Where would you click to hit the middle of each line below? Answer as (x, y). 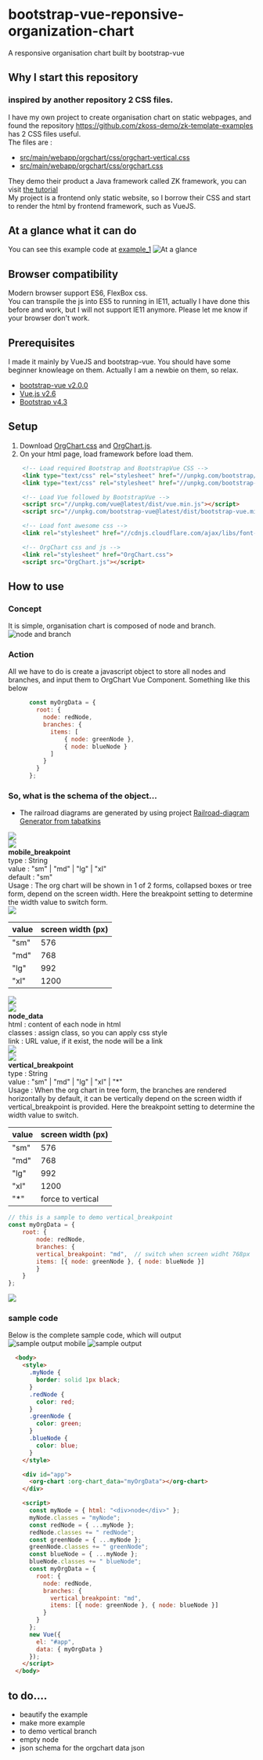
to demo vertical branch (58, 1731)
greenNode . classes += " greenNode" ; (88, 1547)
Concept (25, 609)
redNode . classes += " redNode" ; (81, 1532)
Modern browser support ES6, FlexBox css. (78, 293)
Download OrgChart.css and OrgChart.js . (86, 445)
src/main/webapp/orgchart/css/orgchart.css (91, 166)
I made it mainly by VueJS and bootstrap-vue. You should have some (119, 362)
